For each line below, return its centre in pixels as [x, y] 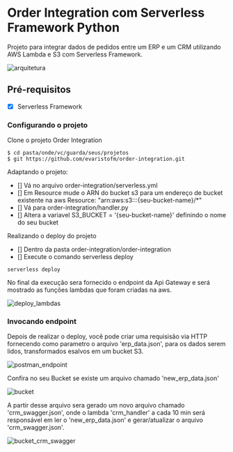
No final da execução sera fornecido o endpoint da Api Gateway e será [109, 283]
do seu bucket [38, 223]
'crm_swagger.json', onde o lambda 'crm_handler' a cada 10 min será [106, 413]
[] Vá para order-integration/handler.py [73, 208]
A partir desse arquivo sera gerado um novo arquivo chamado [96, 405]
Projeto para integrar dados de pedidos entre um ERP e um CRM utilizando [114, 47]
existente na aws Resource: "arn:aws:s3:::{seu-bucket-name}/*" [110, 201]
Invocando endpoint [42, 322]
